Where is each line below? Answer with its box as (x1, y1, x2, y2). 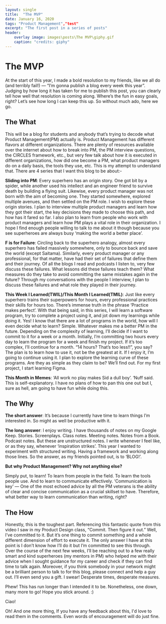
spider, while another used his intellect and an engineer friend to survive (5, 183, 153, 189)
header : (5, 30, 21, 35)
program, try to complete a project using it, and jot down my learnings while (5, 312, 160, 318)
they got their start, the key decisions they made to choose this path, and (5, 209, 155, 215)
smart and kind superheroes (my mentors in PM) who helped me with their (5, 553, 157, 559)
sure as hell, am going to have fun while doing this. (5, 385, 109, 391)
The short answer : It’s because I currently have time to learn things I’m (5, 413, 150, 418)
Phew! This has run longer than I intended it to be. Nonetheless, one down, (5, 584, 158, 590)
